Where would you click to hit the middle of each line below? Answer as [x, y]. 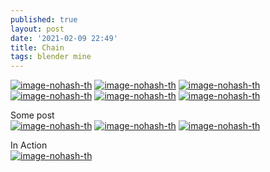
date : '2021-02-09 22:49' [64, 38]
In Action [29, 145]
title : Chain [37, 47]
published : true [44, 19]
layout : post [37, 29]
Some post [32, 115]
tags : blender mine [51, 57]
